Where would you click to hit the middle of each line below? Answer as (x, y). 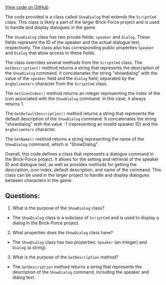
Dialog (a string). (29, 247)
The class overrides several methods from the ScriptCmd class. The (74, 62)
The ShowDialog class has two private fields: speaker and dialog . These (78, 37)
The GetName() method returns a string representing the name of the (75, 139)
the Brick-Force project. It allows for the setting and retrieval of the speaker (82, 159)
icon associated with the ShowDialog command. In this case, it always (76, 98)
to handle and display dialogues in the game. (51, 27)
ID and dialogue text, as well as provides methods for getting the (71, 164)
